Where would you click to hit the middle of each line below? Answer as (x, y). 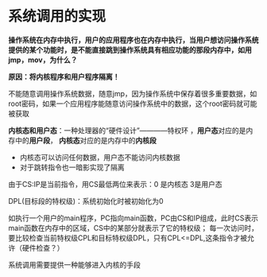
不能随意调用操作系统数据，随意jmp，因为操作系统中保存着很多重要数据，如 (133, 93)
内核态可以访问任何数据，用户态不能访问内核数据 (100, 157)
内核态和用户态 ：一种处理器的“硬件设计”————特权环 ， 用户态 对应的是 (127, 130)
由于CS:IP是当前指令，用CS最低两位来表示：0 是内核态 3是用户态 (115, 184)
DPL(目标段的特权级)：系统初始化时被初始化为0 (86, 201)
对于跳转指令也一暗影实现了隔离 (72, 167)
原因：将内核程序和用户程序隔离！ (64, 76)
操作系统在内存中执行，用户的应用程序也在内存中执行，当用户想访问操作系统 (133, 40)
